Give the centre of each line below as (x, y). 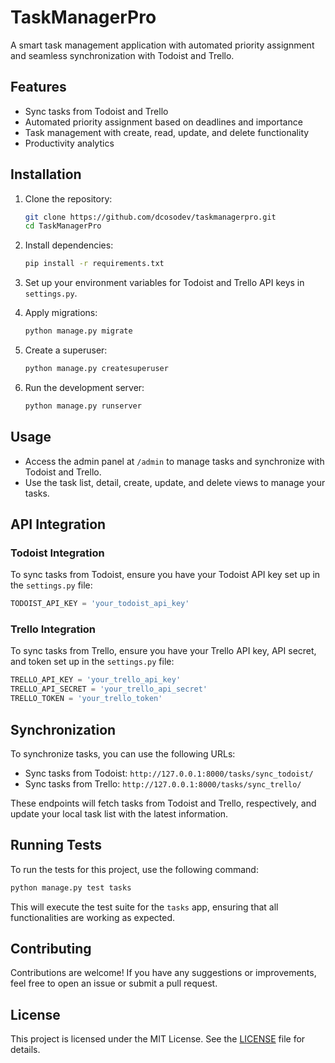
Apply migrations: (61, 313)
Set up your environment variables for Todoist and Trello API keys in (164, 283)
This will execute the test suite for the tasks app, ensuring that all (144, 907)
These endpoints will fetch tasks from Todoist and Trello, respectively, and (163, 803)
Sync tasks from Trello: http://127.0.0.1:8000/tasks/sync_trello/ (163, 783)
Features (38, 87)
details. (25, 1050)
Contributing (51, 949)
